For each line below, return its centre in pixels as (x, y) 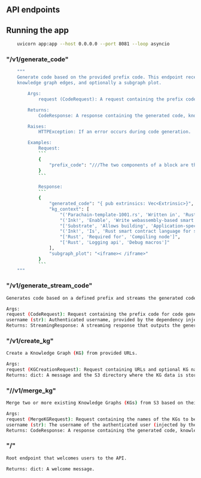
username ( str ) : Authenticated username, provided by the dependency (95, 320)
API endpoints (33, 10)
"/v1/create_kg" (30, 340)
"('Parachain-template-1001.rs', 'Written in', (120, 215)
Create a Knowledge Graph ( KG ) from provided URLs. (72, 353)
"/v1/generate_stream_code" (49, 285)
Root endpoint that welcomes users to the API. (67, 458)
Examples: (40, 143)
